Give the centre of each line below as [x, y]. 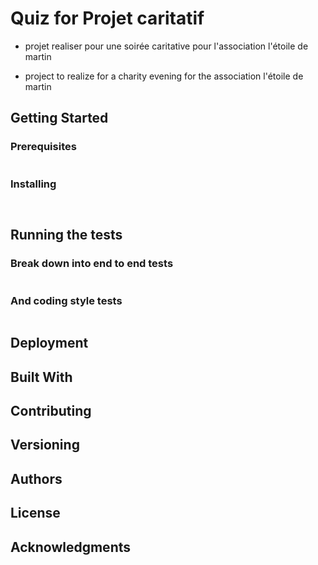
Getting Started [59, 118]
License [35, 513]
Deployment [49, 343]
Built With [41, 377]
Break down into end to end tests [92, 264]
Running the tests [66, 235]
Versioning [45, 445]
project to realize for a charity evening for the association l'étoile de [164, 76]
